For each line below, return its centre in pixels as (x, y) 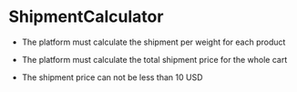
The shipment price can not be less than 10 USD (112, 77)
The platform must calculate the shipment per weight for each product (154, 42)
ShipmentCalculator (86, 17)
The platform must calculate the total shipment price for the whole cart (154, 59)
